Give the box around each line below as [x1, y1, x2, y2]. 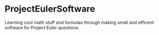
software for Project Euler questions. [4, 24, 80, 30]
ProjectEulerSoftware [4, 3, 95, 15]
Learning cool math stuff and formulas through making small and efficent [4, 19, 155, 25]
